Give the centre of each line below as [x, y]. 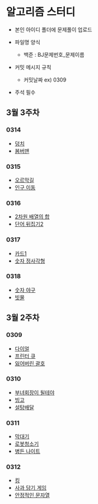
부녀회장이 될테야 [35, 392]
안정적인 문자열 [32, 495]
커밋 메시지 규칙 [33, 67]
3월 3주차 [23, 113]
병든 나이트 [27, 451]
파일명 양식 [27, 42]
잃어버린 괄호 [30, 363]
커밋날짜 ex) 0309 [45, 80]
